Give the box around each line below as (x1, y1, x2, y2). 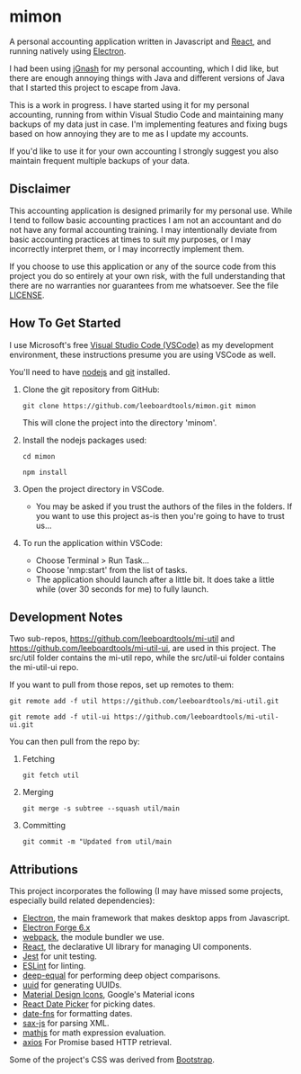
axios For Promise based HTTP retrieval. (22, 1037, 173, 1048)
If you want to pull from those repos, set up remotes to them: (9, 679, 235, 690)
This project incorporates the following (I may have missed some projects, (9, 886, 284, 897)
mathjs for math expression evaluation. (22, 1027, 166, 1038)
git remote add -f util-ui (9, 712, 111, 721)
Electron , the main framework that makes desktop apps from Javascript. (22, 913, 290, 924)
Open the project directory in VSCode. (22, 483, 164, 494)
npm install (22, 468, 67, 477)
